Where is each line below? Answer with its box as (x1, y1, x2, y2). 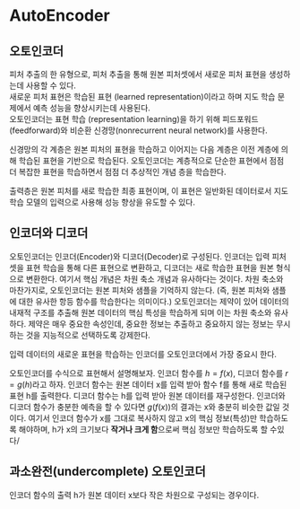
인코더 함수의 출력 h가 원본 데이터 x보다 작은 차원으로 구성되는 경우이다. (9, 489, 260, 500)
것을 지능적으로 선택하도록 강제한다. (25, 329, 150, 340)
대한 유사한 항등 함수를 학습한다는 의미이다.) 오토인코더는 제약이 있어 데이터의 (18, 295, 289, 306)
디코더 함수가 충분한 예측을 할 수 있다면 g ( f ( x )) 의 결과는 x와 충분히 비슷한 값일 (9, 401, 280, 412)
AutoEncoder (9, 5, 110, 26)
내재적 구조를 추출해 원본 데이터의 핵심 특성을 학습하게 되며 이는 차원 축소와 (9, 307, 272, 318)
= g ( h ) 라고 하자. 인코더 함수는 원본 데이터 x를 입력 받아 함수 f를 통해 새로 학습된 (9, 379, 287, 390)
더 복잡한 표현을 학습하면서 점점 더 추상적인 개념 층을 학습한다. (9, 167, 227, 177)
